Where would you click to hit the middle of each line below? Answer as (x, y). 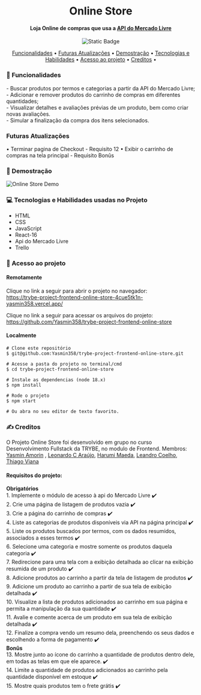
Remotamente (24, 278)
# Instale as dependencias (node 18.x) (56, 380)
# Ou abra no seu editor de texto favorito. (63, 411)
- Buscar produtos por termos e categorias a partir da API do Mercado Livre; (101, 88)
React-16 (26, 235)
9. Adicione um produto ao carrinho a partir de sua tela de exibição (89, 587)
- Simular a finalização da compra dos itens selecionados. (78, 120)
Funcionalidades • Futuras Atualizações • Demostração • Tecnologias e (101, 53)
